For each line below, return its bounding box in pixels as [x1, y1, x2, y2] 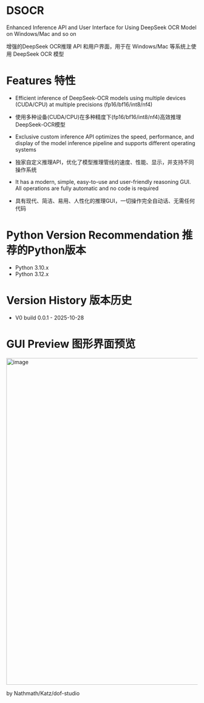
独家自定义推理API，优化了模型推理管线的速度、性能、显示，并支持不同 [15, 158, 194, 166]
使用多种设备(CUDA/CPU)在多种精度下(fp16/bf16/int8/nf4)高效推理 [15, 113, 182, 120]
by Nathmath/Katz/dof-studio [6, 690, 80, 697]
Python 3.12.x [15, 270, 49, 277]
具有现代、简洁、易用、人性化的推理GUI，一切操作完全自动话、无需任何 [15, 197, 195, 204]
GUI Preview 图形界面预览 [6, 337, 136, 351]
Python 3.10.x [15, 263, 49, 271]
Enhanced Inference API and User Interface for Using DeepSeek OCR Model [6, 24, 197, 31]
